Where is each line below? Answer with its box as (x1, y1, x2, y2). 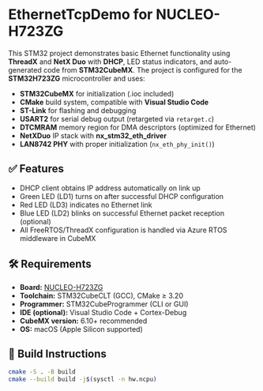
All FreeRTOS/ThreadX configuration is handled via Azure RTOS (19, 225, 227, 235)
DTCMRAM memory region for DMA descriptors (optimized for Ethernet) (19, 122, 257, 132)
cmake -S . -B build (8, 368, 77, 376)
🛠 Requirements (8, 258, 92, 271)
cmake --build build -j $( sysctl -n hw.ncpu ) (8, 375, 157, 384)
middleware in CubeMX (19, 233, 96, 242)
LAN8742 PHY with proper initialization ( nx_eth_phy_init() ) (19, 139, 215, 149)
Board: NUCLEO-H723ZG (19, 282, 103, 291)
